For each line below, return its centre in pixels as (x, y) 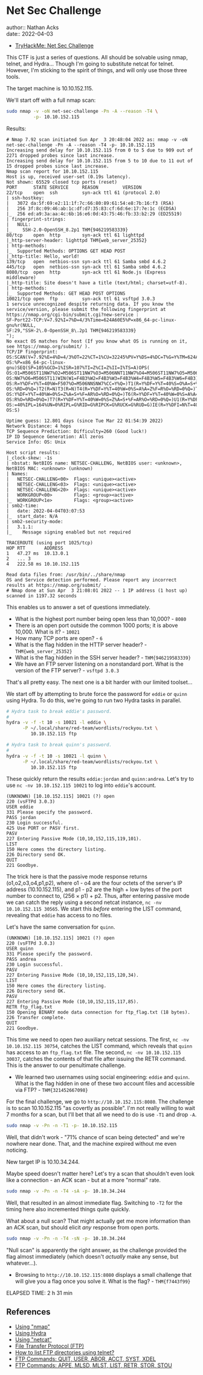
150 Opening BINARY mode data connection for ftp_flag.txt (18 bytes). (98, 1012)
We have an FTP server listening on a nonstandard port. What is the (99, 664)
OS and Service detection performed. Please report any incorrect (92, 580)
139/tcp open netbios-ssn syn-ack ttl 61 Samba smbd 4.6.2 (86, 261)
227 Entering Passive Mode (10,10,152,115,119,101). (74, 839)
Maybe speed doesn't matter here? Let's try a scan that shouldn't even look (101, 1174)
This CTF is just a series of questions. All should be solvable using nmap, (97, 57)
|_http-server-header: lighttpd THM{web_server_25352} (77, 240)
